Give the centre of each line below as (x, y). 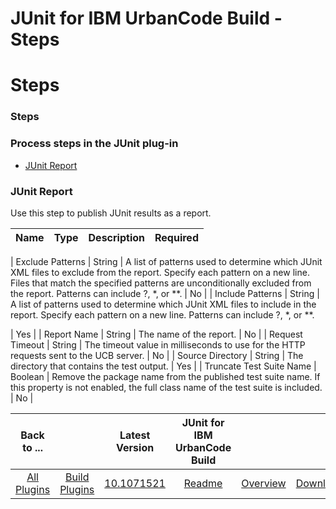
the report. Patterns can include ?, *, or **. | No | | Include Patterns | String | (165, 293)
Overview (264, 483)
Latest (135, 435)
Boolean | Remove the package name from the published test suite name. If (165, 376)
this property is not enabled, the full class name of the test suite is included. (166, 387)
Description (116, 237)
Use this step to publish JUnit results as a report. (111, 213)
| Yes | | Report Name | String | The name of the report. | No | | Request (156, 334)
